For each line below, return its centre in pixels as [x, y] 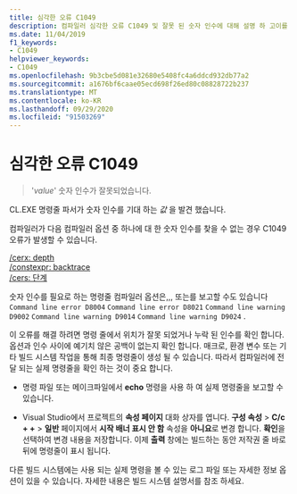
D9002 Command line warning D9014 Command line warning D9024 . [128, 316]
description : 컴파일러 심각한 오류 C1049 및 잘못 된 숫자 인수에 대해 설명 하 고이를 [148, 26]
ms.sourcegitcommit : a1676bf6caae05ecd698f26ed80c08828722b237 [129, 84]
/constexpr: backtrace [50, 267]
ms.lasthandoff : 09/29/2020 [62, 109]
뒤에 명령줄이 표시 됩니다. [66, 451]
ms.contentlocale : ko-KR [55, 100]
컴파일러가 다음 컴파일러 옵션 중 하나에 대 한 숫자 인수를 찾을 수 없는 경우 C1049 [148, 229]
